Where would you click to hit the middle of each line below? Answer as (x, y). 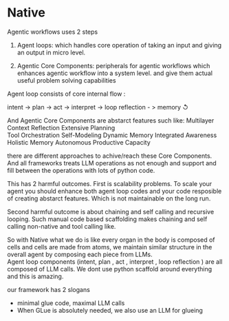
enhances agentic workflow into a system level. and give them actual (115, 73)
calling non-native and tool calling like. (62, 226)
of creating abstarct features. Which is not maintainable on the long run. (109, 198)
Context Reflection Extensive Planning (61, 127)
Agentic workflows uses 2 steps (53, 32)
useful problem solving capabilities (66, 80)
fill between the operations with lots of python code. (81, 170)
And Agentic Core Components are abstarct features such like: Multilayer (111, 120)
